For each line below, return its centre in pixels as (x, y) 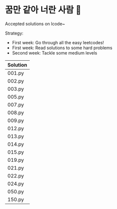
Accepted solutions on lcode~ (35, 24)
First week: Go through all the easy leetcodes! (58, 42)
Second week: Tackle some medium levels (55, 53)
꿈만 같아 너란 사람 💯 (43, 10)
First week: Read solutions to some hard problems (62, 48)
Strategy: (14, 33)
